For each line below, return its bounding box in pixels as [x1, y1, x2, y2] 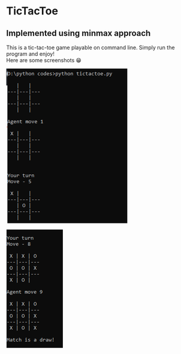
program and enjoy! [6, 50, 55, 58]
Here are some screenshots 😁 [6, 57, 82, 63]
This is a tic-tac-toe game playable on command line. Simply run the [6, 44, 175, 51]
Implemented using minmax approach [6, 28, 151, 38]
